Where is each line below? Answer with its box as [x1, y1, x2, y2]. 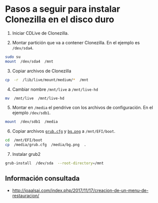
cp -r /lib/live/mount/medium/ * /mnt [5, 77, 89, 82]
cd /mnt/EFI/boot [5, 138, 43, 143]
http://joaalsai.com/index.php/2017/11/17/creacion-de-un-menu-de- [12, 187, 149, 193]
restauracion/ [12, 193, 40, 199]
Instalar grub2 [12, 151, 41, 157]
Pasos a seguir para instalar [5, 3, 120, 15]
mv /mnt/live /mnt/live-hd [5, 96, 65, 101]
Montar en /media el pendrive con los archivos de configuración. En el [12, 105, 153, 111]
